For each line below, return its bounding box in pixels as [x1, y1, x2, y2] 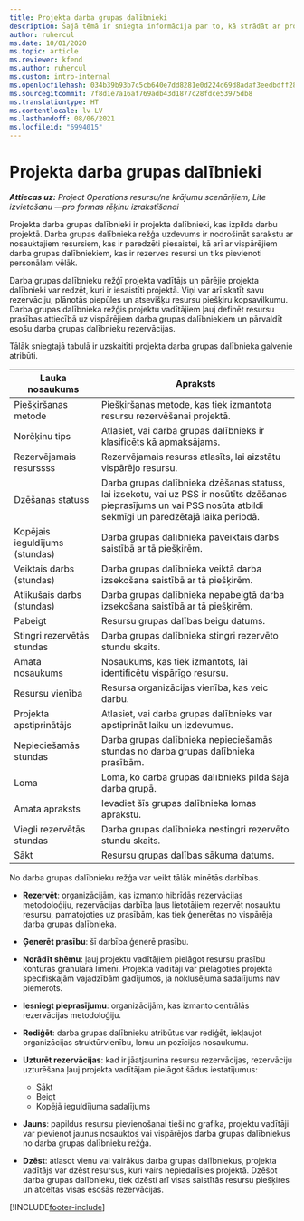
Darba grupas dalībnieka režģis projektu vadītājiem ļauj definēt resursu [9, 303, 275, 314]
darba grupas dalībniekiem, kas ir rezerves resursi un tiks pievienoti [9, 247, 262, 258]
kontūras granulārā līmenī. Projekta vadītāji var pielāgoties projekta [22, 963, 273, 974]
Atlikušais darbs [14, 588, 82, 601]
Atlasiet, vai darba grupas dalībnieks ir [100, 424, 265, 437]
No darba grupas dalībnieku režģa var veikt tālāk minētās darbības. [9, 871, 261, 883]
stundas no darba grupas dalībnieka [100, 745, 255, 757]
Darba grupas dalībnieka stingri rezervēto [100, 629, 279, 641]
